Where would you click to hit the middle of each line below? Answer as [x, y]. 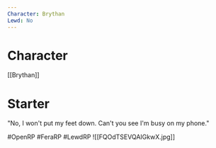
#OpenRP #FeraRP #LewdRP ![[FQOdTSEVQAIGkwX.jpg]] [91, 137]
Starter [28, 104]
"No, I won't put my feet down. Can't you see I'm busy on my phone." [108, 123]
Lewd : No [20, 21]
